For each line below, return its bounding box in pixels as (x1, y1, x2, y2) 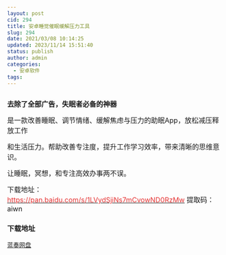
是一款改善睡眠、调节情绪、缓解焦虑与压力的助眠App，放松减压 (7, 116, 212, 125)
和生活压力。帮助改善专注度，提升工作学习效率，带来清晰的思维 (7, 142, 214, 152)
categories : (7, 61, 41, 68)
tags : (7, 73, 23, 81)
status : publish (7, 49, 53, 55)
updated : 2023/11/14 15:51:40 (7, 42, 94, 49)
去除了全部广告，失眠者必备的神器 (7, 100, 118, 109)
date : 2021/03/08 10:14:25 (7, 36, 84, 42)
